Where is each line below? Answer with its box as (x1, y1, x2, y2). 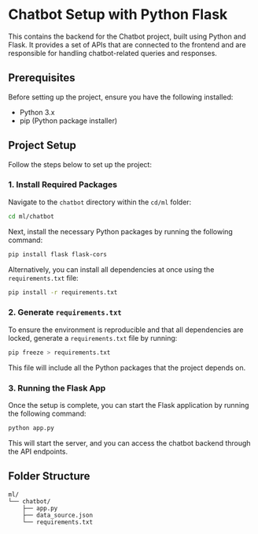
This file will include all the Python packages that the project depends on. (8, 363, 246, 372)
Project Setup (8, 139, 77, 152)
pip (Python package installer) (19, 116, 118, 125)
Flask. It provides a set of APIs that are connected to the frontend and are (8, 39, 246, 49)
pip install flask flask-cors (8, 250, 108, 258)
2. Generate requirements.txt (8, 307, 122, 318)
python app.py (8, 424, 55, 431)
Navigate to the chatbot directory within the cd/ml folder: (8, 197, 192, 207)
